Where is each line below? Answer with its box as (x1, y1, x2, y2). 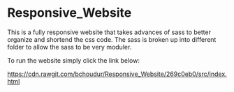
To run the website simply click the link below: (7, 56, 140, 64)
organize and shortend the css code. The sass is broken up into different (7, 35, 217, 43)
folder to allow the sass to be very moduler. (7, 43, 132, 51)
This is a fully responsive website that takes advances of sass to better (7, 28, 212, 36)
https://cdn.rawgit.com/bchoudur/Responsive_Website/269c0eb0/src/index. (7, 70, 227, 78)
